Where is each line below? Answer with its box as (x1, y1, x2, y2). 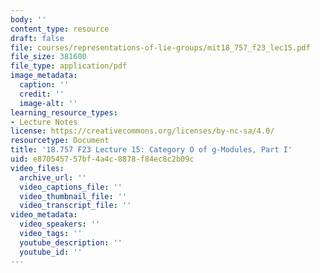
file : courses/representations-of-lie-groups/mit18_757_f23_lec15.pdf (10, 42, 311, 53)
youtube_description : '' (19, 237, 123, 248)
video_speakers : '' (19, 219, 101, 230)
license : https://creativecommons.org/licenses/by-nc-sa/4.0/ (10, 126, 275, 136)
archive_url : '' (19, 172, 87, 183)
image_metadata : (10, 71, 78, 81)
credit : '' (19, 89, 65, 99)
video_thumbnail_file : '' (19, 191, 128, 201)
